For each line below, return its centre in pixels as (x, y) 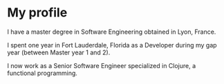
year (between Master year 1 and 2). (59, 52)
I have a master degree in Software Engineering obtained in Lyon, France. (112, 32)
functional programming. (43, 73)
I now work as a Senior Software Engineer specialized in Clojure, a (102, 65)
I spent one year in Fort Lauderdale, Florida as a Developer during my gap (112, 45)
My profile (37, 13)
